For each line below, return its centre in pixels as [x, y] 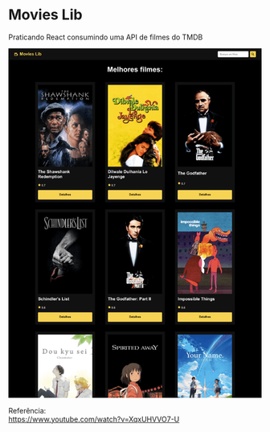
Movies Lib [45, 15]
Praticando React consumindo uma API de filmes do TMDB [106, 37]
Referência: [27, 410]
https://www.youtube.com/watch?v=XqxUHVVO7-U [94, 419]
